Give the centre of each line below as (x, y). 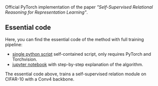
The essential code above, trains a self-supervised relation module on (76, 74)
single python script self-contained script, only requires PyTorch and (81, 54)
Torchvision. (25, 59)
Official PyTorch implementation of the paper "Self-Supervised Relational (79, 7)
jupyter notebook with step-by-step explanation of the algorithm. (78, 64)
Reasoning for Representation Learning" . (47, 12)
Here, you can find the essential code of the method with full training (75, 39)
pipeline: (14, 44)
